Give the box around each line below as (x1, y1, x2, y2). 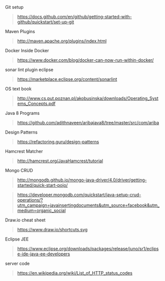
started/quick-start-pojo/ (17, 182, 68, 188)
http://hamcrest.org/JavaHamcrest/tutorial (17, 158, 103, 164)
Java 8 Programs (5, 110, 40, 116)
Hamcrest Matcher (5, 148, 43, 154)
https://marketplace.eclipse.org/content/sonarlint (17, 76, 117, 82)
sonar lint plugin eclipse (5, 67, 54, 72)
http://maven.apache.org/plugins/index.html (17, 38, 107, 44)
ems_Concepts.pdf (17, 101, 56, 106)
